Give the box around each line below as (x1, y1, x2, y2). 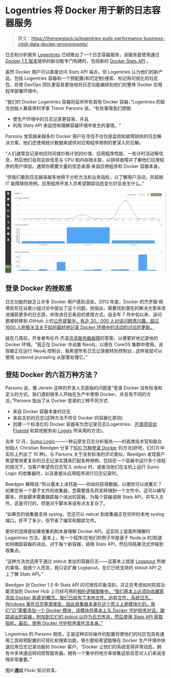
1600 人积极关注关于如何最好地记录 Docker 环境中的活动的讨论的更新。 (5, 324, 155, 330)
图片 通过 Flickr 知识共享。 (5, 667, 60, 673)
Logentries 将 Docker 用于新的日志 (5, 5, 152, 16)
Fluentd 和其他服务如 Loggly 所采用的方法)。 (12, 428, 106, 434)
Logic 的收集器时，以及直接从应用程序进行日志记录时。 (5, 470, 121, 476)
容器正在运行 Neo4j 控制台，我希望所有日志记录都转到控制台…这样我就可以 (5, 347, 163, 354)
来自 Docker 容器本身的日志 (12, 409, 71, 415)
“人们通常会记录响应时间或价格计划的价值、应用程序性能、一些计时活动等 (5, 150, 159, 156)
